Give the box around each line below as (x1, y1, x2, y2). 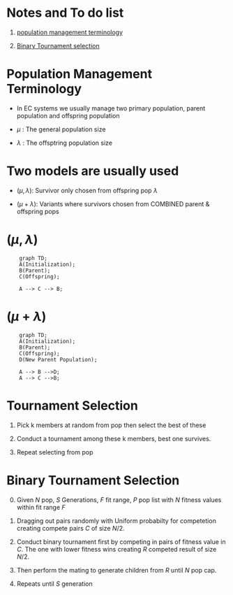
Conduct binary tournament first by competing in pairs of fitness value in (16, 537, 226, 546)
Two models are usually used (6, 163, 179, 179)
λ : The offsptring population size (16, 138, 113, 147)
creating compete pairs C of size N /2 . (16, 524, 125, 532)
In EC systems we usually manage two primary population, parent (16, 103, 206, 113)
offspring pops (16, 207, 60, 215)
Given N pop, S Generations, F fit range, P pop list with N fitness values (16, 495, 222, 504)
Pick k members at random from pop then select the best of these (16, 421, 206, 429)
